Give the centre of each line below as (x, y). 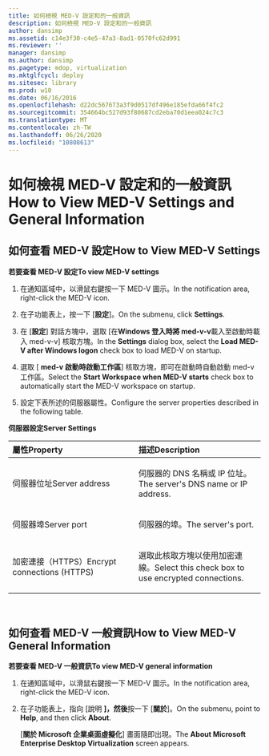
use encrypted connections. (191, 578)
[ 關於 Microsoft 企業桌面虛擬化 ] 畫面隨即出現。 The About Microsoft (133, 734)
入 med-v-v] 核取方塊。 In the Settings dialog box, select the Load (129, 341)
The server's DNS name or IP (193, 483)
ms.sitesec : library (43, 83)
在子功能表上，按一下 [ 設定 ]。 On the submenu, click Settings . (122, 314)
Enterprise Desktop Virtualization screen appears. (104, 743)
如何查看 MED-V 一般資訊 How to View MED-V (122, 633)
